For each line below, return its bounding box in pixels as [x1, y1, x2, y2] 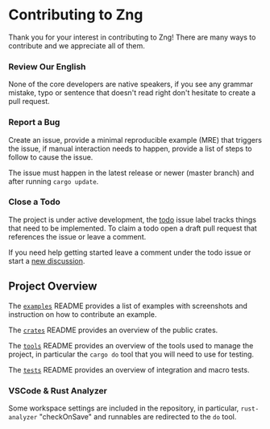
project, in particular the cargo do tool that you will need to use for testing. [8, 349, 255, 359]
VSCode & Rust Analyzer [8, 385, 107, 396]
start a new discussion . [8, 256, 85, 265]
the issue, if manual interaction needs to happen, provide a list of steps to [8, 144, 252, 153]
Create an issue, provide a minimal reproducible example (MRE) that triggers [8, 135, 262, 144]
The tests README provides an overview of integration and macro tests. [8, 364, 250, 374]
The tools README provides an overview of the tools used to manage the [8, 340, 254, 350]
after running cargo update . [8, 176, 99, 186]
